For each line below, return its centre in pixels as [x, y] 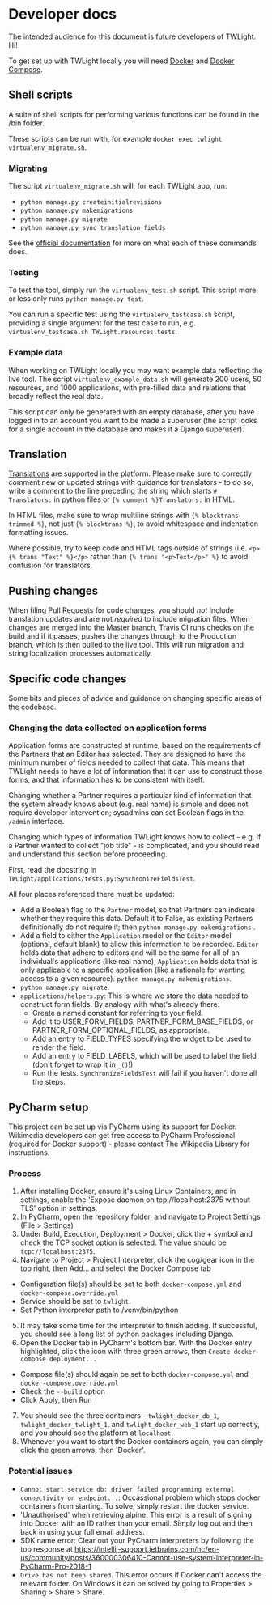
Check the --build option [62, 1391]
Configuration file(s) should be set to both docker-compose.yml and [131, 1284]
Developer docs [63, 14]
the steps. [49, 1082]
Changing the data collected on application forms [108, 728]
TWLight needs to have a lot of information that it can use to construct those [136, 771]
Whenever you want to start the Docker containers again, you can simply [142, 1442]
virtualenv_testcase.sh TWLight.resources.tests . [93, 332]
